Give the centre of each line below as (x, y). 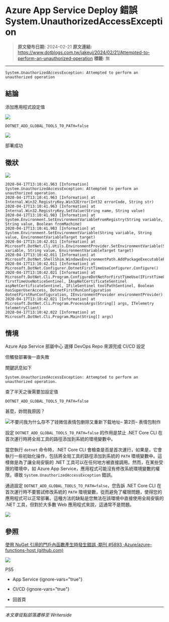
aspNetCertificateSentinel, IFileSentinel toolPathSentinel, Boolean (80, 286)
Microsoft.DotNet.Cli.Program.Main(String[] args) (59, 317)
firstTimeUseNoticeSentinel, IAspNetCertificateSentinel (66, 281)
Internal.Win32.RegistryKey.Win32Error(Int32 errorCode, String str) (80, 202)
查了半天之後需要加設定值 (32, 392)
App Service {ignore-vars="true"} (48, 579)
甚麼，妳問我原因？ (25, 411)
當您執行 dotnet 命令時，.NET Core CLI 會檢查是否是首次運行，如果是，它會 (84, 450)
